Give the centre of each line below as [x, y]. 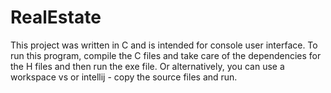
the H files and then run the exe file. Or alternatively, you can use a [147, 66]
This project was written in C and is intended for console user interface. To [164, 45]
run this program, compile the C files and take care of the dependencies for [166, 55]
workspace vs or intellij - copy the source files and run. [124, 77]
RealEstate [56, 17]
